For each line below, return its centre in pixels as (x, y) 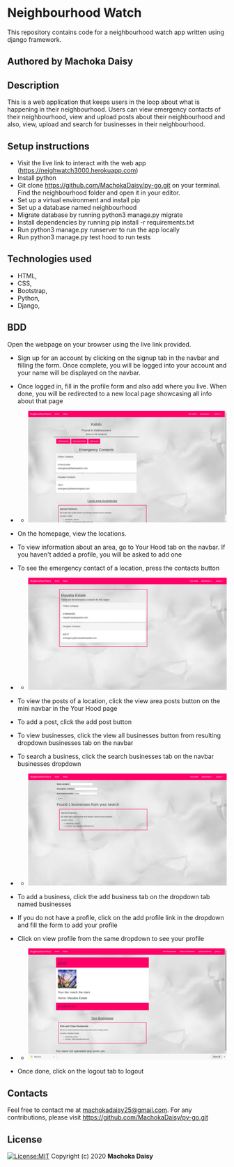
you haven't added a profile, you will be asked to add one (100, 555)
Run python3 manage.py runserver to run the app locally (98, 229)
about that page (40, 401)
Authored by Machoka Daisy (70, 62)
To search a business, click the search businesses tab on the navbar (116, 756)
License (25, 1139)
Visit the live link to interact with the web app (81, 163)
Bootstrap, (32, 290)
